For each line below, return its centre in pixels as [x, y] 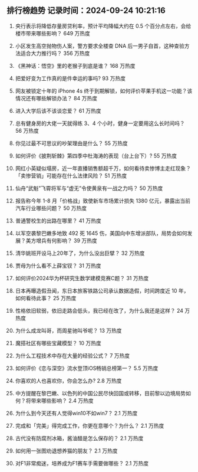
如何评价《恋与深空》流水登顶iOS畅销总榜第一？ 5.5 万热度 [87, 368]
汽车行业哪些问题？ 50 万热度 [51, 208]
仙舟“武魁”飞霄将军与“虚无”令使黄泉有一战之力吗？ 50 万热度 [89, 188]
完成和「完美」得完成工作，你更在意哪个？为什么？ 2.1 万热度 [90, 425]
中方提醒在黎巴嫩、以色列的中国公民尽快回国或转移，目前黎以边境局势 [100, 393]
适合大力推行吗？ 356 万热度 [55, 53]
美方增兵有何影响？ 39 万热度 [62, 240]
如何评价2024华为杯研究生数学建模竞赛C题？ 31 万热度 [82, 278]
